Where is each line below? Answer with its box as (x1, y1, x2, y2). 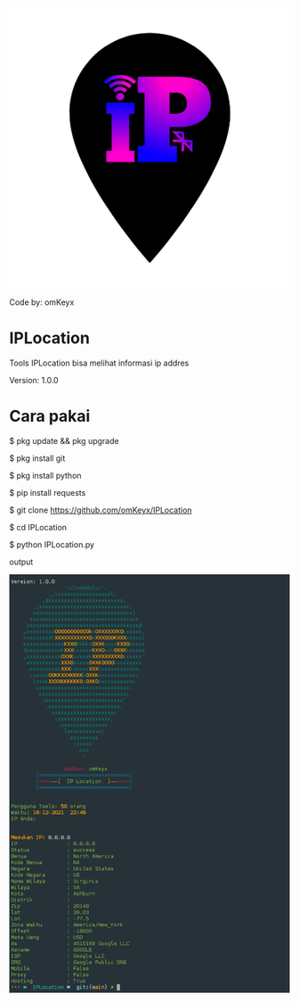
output (9, 556, 34, 567)
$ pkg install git (9, 453, 66, 464)
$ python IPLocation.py (9, 538, 95, 550)
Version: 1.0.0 (9, 374, 60, 385)
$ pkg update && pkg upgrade (9, 435, 119, 446)
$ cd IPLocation (9, 522, 68, 532)
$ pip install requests (9, 487, 86, 497)
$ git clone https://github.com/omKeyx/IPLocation (9, 505, 193, 515)
